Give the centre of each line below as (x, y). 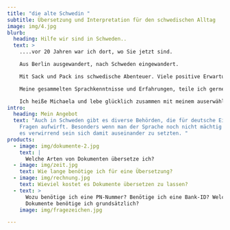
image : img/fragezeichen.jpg (61, 210)
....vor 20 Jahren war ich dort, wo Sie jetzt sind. (96, 52)
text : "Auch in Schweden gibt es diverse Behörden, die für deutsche (114, 121)
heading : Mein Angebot (46, 114)
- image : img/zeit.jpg (46, 165)
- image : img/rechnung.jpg (52, 178)
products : (21, 139)
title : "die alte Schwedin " (49, 13)
